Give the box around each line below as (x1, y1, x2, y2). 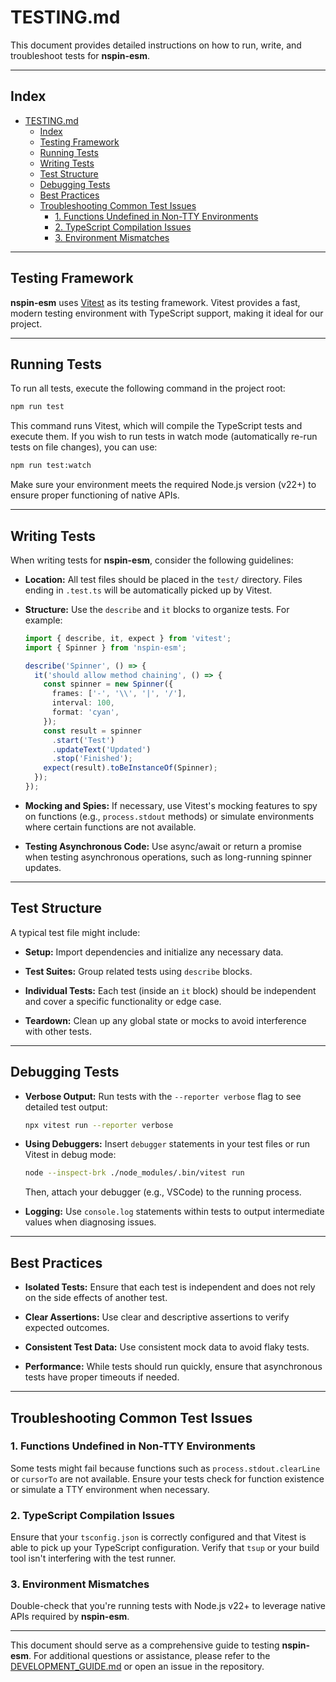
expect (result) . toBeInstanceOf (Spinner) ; (43, 763, 218, 773)
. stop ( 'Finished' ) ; (51, 754, 133, 764)
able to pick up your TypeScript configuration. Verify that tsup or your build (10, 1542, 320, 1554)
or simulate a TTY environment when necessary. (10, 1483, 210, 1495)
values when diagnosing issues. (24, 1216, 157, 1228)
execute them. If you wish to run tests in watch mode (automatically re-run (10, 431, 318, 443)
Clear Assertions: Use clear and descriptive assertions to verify (24, 1311, 290, 1323)
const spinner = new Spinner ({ (43, 679, 174, 690)
